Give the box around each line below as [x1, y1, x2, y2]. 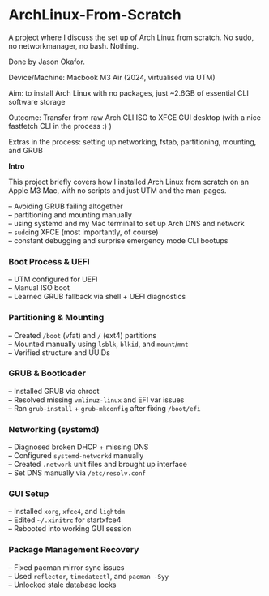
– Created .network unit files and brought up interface [8, 460, 188, 470]
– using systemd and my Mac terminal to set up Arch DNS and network [8, 218, 245, 228]
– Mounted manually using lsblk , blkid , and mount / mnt [8, 339, 189, 349]
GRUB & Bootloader [8, 367, 87, 379]
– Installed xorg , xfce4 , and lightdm [8, 507, 126, 517]
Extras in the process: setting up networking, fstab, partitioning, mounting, [8, 136, 257, 147]
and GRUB [8, 145, 43, 155]
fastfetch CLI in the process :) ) [8, 121, 112, 131]
